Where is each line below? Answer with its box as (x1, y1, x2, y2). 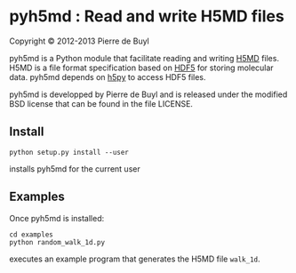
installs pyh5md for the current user (9, 163, 140, 174)
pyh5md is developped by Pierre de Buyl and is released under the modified (9, 89, 288, 100)
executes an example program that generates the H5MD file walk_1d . (9, 253, 260, 264)
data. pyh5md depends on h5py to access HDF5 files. (9, 71, 206, 82)
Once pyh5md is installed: (9, 213, 105, 223)
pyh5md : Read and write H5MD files (9, 6, 284, 27)
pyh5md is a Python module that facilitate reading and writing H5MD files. (9, 52, 280, 63)
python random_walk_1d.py (9, 237, 105, 246)
